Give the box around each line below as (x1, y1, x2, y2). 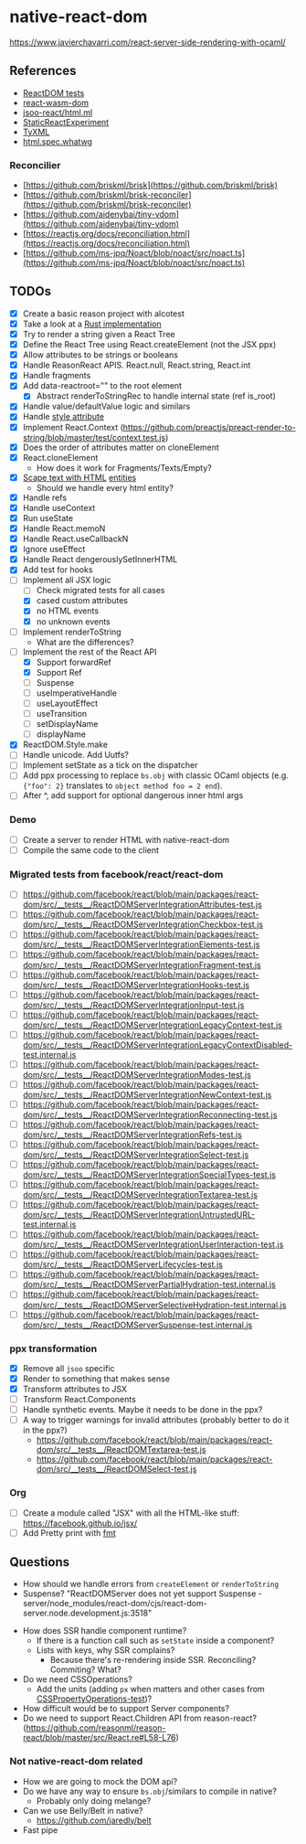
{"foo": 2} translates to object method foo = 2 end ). (22, 780, 223, 792)
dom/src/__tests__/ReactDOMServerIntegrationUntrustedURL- (22, 1210, 256, 1220)
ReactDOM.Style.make (22, 739, 108, 751)
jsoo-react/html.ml (22, 107, 93, 118)
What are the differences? (36, 636, 134, 647)
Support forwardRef (36, 656, 112, 667)
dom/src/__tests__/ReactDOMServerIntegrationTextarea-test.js (22, 1189, 259, 1200)
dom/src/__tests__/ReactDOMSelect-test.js (36, 1464, 197, 1475)
